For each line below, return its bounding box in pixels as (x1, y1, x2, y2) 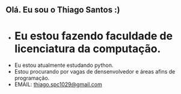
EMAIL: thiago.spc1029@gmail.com (14, 81, 103, 88)
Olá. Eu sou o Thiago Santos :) (5, 5, 120, 15)
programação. (14, 75, 50, 82)
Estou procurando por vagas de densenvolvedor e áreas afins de (14, 68, 176, 75)
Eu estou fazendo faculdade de (14, 29, 173, 43)
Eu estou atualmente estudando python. (14, 61, 114, 69)
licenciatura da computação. (14, 42, 161, 55)
